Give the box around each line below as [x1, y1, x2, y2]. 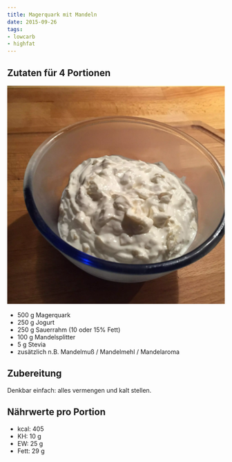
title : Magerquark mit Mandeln [7, 11, 97, 18]
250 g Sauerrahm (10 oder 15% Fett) [17, 326, 121, 334]
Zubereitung [7, 368, 62, 380]
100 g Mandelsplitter [17, 332, 76, 341]
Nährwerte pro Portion [7, 406, 106, 418]
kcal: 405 [17, 425, 44, 433]
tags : [7, 26, 23, 33]
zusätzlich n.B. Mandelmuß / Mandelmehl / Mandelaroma [17, 347, 180, 356]
